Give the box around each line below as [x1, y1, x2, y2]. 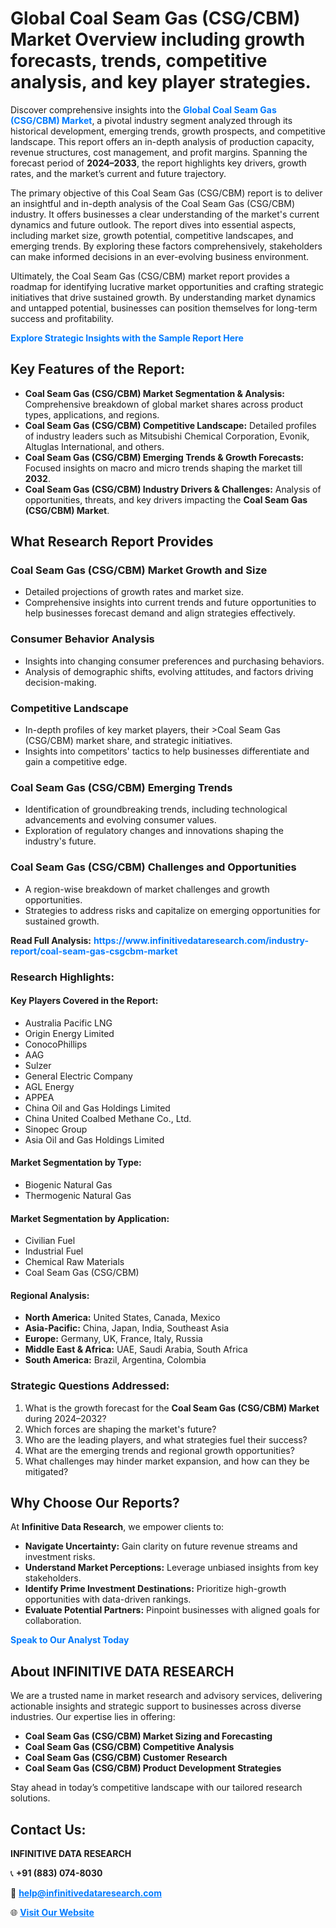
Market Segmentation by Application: [10, 1212, 170, 1224]
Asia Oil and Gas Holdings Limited [24, 1133, 165, 1146]
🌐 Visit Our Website [10, 1907, 95, 1919]
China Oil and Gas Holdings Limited [24, 1102, 171, 1114]
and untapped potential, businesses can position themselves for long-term [10, 302, 318, 314]
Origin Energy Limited [24, 1027, 115, 1039]
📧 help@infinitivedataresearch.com [10, 1887, 162, 1899]
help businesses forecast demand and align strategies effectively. [24, 607, 296, 619]
